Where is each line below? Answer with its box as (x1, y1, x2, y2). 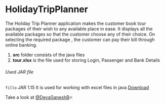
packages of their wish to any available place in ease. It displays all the (5, 25, 153, 31)
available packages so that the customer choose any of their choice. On (5, 31, 155, 37)
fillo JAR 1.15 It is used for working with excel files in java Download (5, 85, 149, 91)
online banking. (5, 42, 37, 48)
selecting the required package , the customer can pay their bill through (5, 37, 155, 43)
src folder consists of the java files (12, 52, 85, 58)
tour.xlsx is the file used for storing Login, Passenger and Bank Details (12, 57, 160, 63)
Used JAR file (5, 68, 34, 75)
